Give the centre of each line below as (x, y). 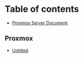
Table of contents (42, 9)
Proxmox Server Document (40, 23)
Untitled (20, 50)
